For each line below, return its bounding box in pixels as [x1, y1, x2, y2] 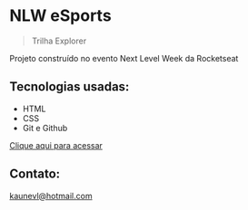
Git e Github [22, 122, 68, 133]
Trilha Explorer [31, 35, 87, 46]
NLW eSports [9, 5, 112, 26]
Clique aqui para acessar [9, 139, 103, 150]
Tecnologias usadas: [9, 79, 130, 95]
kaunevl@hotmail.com [9, 190, 93, 201]
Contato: [9, 167, 61, 182]
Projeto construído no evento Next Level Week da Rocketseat [9, 52, 239, 63]
